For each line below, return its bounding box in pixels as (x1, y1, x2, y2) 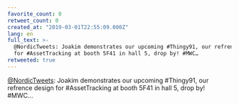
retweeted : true (7, 57, 55, 64)
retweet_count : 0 (7, 17, 59, 24)
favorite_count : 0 (7, 10, 62, 18)
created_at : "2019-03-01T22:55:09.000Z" (7, 23, 129, 31)
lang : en (7, 30, 33, 38)
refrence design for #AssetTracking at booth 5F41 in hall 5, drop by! (7, 83, 206, 92)
